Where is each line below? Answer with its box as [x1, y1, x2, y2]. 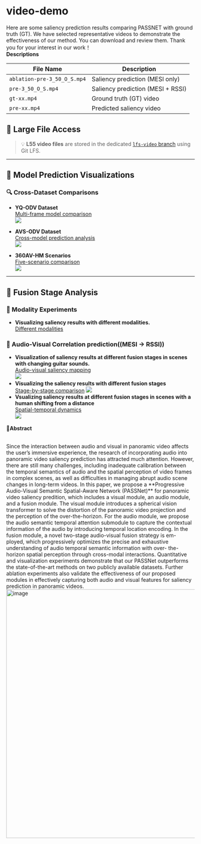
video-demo [6, 4, 69, 18]
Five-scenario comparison [14, 259, 80, 266]
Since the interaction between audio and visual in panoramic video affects [6, 443, 189, 450]
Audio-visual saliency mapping [14, 366, 92, 374]
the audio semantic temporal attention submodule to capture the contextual [6, 519, 192, 526]
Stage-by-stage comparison [14, 387, 85, 394]
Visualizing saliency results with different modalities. [14, 319, 151, 326]
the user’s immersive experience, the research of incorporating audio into [6, 449, 187, 456]
